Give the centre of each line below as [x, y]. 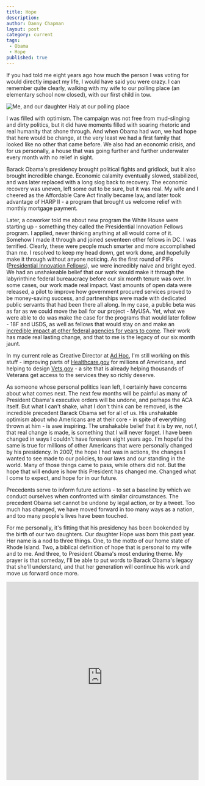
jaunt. [13, 343]
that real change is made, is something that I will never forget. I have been [99, 432]
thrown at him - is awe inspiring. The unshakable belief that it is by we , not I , [102, 425]
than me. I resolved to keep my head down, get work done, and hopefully [98, 252]
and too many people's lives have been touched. [67, 515]
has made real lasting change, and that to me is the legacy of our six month [101, 337]
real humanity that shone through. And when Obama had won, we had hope [102, 131]
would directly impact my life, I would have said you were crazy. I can [94, 81]
